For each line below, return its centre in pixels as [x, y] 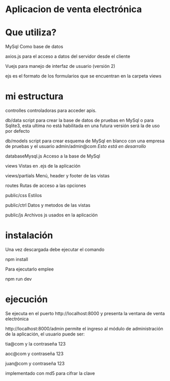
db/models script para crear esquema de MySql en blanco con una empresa [85, 141]
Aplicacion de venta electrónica [74, 9]
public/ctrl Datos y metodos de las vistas [48, 205]
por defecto [18, 131]
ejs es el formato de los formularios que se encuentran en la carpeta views [83, 76]
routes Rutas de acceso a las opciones [46, 185]
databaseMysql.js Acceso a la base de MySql [53, 156]
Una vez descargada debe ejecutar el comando [55, 250]
